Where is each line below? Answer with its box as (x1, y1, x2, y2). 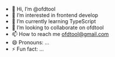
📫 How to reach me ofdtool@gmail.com (11, 31, 109, 37)
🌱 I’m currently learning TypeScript (11, 18, 96, 24)
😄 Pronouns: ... (11, 39, 50, 46)
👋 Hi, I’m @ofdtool (11, 6, 56, 12)
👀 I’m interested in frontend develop (11, 12, 99, 19)
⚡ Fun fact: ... (11, 45, 44, 52)
